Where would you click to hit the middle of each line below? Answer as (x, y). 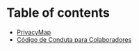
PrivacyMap (34, 32)
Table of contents (58, 13)
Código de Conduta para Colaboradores (74, 39)
